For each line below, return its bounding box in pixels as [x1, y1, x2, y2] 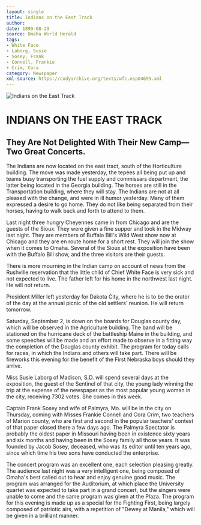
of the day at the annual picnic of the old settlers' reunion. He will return [6, 300, 184, 307]
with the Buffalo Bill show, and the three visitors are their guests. [6, 250, 165, 258]
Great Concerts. [24, 147, 86, 157]
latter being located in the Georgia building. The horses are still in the [6, 181, 177, 189]
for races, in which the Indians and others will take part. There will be [6, 350, 177, 357]
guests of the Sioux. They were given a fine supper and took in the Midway [6, 225, 192, 232]
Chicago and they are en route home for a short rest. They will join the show [6, 238, 194, 245]
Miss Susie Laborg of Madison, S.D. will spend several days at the [6, 374, 169, 381]
